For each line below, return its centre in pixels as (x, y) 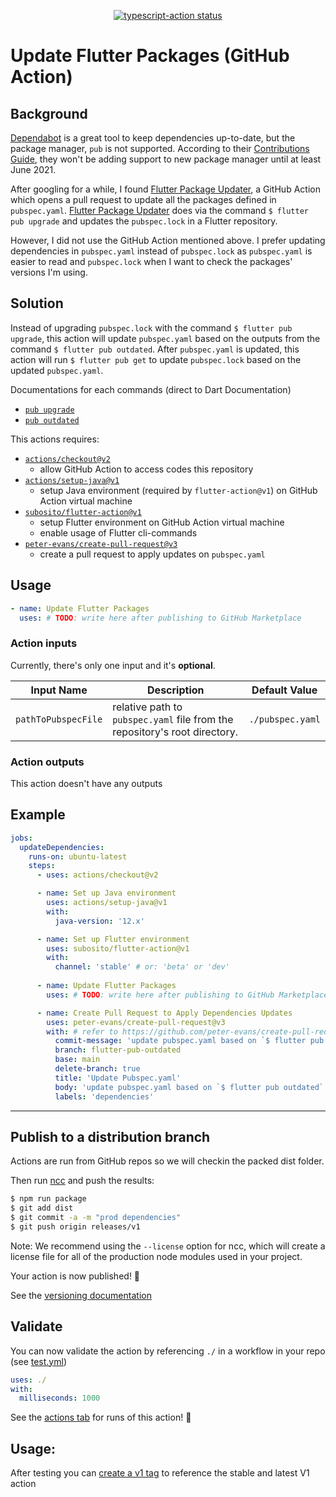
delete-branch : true (97, 1069)
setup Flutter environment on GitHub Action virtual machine (162, 522)
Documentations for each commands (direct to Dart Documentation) (151, 389)
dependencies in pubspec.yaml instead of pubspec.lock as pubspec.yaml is (161, 251)
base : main (77, 1060)
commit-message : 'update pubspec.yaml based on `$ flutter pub (189, 1041)
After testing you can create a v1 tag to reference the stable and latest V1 (160, 1473)
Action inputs (44, 643)
